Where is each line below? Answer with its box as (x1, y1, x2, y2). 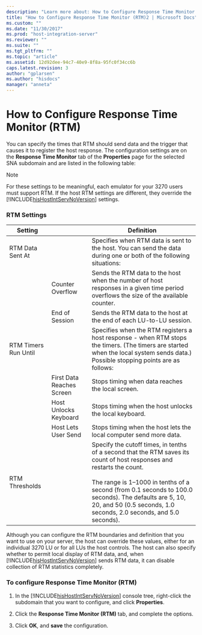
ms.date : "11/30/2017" (6, 25, 63, 32)
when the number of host (91, 277, 164, 285)
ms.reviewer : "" (6, 37, 47, 43)
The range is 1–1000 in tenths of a (91, 478, 190, 487)
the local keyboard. (91, 410, 146, 418)
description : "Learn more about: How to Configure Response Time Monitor (6, 8, 195, 15)
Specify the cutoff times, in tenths (91, 440, 188, 449)
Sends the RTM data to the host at (91, 308, 188, 317)
